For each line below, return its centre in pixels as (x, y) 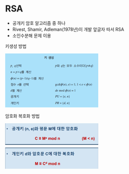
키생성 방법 (16, 46)
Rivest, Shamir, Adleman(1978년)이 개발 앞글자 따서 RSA (68, 29)
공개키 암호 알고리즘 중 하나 (39, 23)
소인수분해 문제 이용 (32, 35)
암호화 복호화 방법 (22, 116)
